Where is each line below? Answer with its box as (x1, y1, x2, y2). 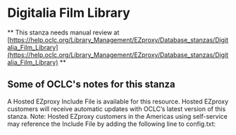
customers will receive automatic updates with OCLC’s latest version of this (7, 104, 226, 113)
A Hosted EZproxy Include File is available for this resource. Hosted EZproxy (7, 97, 229, 105)
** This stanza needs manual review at (7, 28, 120, 37)
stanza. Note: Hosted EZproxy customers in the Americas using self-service (7, 112, 228, 120)
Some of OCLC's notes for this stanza (7, 79, 175, 91)
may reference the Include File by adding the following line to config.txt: (7, 120, 216, 128)
